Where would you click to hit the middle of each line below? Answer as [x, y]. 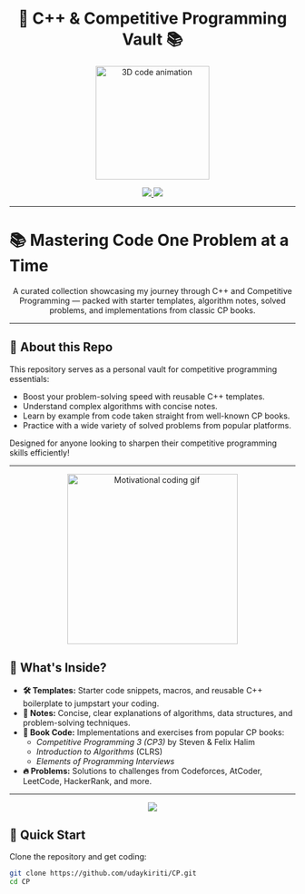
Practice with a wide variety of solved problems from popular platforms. [157, 425]
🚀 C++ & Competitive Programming [152, 19]
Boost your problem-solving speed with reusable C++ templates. [143, 396]
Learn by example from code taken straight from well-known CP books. [156, 416]
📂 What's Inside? [58, 668]
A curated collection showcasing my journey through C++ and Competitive [152, 290]
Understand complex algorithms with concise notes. [120, 406]
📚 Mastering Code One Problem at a [149, 241]
